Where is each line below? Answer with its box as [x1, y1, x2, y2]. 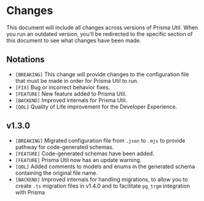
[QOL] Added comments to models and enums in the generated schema [15, 163, 195, 170]
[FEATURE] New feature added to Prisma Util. [15, 90, 127, 97]
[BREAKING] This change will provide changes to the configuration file [15, 71, 189, 78]
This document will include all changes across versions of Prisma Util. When [6, 24, 199, 31]
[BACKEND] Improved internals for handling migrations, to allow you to [15, 175, 188, 183]
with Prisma [15, 188, 45, 196]
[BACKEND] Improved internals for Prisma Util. [15, 96, 128, 104]
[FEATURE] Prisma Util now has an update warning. [15, 156, 142, 163]
